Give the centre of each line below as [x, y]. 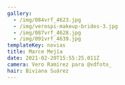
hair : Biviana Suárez [38, 71]
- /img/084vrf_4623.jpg [47, 20]
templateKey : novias [37, 45]
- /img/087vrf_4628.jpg [47, 33]
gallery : [20, 13]
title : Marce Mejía [35, 52]
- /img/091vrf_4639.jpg [47, 39]
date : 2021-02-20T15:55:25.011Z [53, 58]
